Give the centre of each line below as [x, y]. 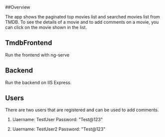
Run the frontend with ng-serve [37, 55]
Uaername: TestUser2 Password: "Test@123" [59, 129]
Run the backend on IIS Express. [39, 82]
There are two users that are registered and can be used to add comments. [82, 110]
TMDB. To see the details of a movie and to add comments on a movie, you [82, 22]
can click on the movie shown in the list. [46, 27]
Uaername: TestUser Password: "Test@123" [57, 120]
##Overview [18, 7]
